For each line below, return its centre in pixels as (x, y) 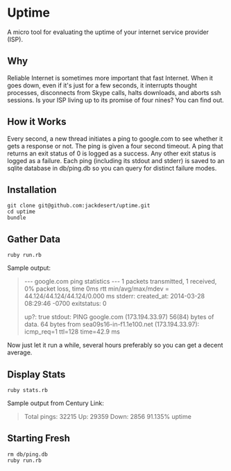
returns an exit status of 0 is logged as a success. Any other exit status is (112, 153)
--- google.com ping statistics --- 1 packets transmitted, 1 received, (120, 282)
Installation (32, 190)
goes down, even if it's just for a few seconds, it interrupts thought (102, 85)
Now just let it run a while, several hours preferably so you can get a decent (115, 345)
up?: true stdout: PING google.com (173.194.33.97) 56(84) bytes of (119, 317)
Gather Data (34, 239)
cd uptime (22, 212)
